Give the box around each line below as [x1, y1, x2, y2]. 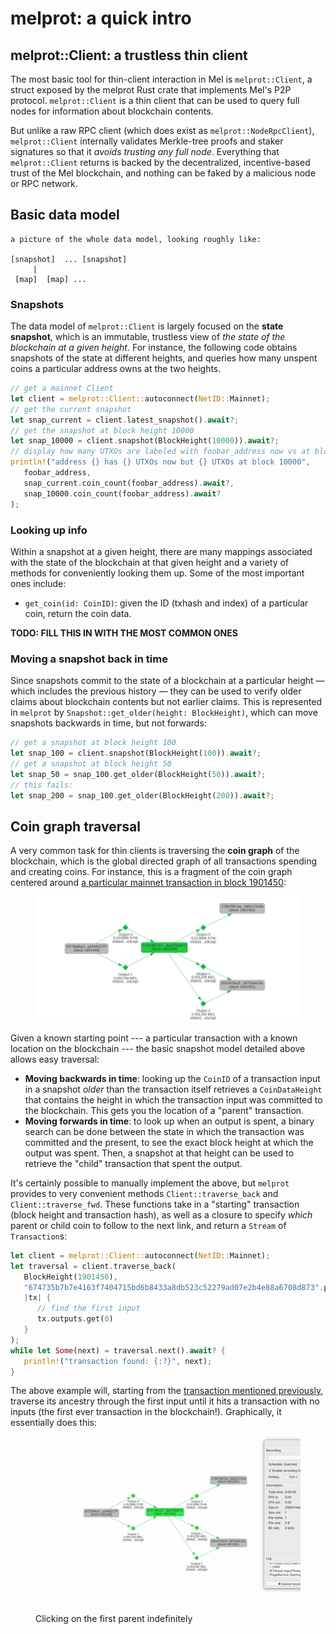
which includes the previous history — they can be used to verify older [10, 685, 302, 697]
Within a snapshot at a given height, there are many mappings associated [10, 545, 313, 557]
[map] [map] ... [14, 274, 87, 284]
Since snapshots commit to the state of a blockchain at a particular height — [10, 675, 325, 687]
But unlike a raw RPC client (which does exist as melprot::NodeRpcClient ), [10, 125, 315, 136]
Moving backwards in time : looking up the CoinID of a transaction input [24, 1072, 321, 1084]
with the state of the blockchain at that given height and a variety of [10, 556, 290, 568]
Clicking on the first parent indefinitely [35, 1612, 193, 1624]
